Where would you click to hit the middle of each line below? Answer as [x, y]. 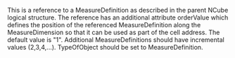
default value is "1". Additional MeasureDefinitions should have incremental [116, 40]
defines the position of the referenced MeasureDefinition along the [104, 25]
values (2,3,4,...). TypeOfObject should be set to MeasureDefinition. [105, 47]
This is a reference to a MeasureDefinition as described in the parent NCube [118, 10]
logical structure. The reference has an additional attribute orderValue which [118, 17]
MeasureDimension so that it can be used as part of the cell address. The [114, 32]
